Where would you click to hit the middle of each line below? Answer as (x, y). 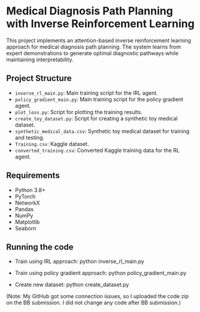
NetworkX (27, 203)
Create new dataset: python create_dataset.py (72, 285)
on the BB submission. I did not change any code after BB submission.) (94, 303)
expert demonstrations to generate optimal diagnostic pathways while (92, 53)
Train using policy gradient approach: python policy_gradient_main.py (101, 273)
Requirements (33, 175)
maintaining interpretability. (40, 59)
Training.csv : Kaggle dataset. (52, 144)
